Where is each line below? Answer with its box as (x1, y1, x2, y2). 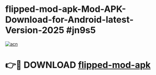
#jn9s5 (66, 25, 96, 36)
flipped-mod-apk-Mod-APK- (5, 3, 126, 15)
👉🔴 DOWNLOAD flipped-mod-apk (5, 60, 151, 71)
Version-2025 (5, 25, 65, 36)
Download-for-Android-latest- (5, 14, 134, 25)
